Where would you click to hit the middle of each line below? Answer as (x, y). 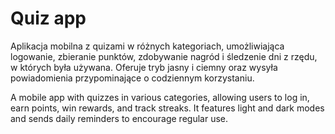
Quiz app (48, 18)
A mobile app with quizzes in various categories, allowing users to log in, (160, 97)
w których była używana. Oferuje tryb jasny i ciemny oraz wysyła (144, 67)
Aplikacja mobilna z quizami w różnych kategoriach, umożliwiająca (147, 46)
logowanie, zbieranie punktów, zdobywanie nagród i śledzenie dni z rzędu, (164, 56)
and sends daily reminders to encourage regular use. (119, 118)
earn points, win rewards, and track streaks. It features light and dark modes (167, 108)
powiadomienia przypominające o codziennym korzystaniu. (132, 78)
